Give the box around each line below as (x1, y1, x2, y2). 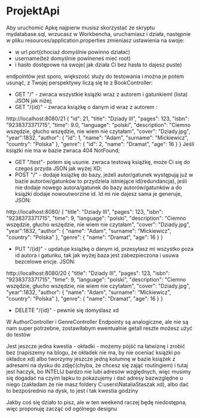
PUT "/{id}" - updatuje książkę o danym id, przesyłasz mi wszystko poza (14, 245, 194, 252)
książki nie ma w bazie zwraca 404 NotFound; (6, 147, 121, 154)
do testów (6, 331, 31, 338)
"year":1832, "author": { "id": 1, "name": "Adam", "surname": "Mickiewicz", (6, 134, 189, 141)
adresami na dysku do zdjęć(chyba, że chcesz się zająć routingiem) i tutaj (6, 361, 188, 369)
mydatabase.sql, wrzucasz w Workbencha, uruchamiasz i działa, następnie (6, 30, 191, 37)
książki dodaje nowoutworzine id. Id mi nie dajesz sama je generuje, (14, 190, 182, 197)
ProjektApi (6, 4, 60, 18)
